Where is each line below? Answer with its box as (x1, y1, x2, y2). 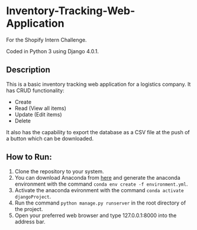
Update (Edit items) (14, 111, 62, 118)
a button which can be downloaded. (6, 135, 94, 142)
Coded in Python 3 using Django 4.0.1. (6, 47, 99, 54)
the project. (14, 205, 43, 212)
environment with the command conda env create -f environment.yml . (14, 180, 188, 187)
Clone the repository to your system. (14, 167, 105, 175)
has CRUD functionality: (6, 87, 64, 94)
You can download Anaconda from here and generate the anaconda (14, 174, 180, 181)
